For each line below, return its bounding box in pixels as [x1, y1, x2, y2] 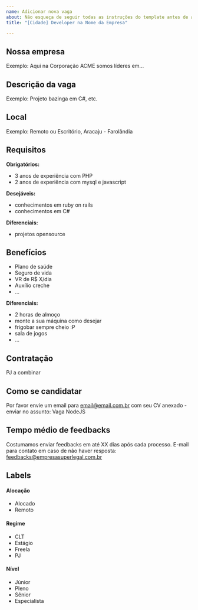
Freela [14, 546, 31, 553]
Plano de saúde [14, 263, 53, 270]
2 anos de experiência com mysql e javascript [14, 178, 127, 185]
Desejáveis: [6, 190, 36, 197]
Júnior [14, 578, 31, 585]
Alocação [6, 487, 31, 494]
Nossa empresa [6, 47, 65, 57]
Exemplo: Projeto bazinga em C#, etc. [6, 95, 98, 102]
